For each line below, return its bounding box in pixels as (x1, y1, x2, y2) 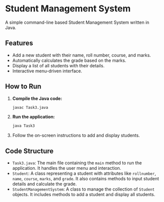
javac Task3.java (12, 105, 49, 110)
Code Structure (5, 147, 54, 155)
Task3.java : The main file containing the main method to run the (12, 160, 142, 166)
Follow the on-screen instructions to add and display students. (12, 132, 140, 139)
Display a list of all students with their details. (12, 62, 105, 68)
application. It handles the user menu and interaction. (12, 165, 121, 171)
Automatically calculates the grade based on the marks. (12, 57, 126, 63)
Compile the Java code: (12, 95, 62, 101)
